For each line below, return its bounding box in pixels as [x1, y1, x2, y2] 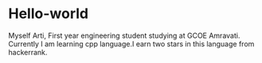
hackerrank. [8, 47, 48, 57]
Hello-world [8, 5, 89, 23]
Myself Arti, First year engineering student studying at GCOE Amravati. [8, 31, 240, 40]
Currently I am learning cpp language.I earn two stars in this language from [8, 39, 255, 48]
